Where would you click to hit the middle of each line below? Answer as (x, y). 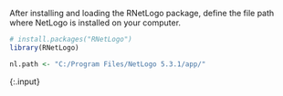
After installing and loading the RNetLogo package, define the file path (142, 13)
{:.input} (25, 82)
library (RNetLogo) (44, 48)
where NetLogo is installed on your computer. (95, 23)
